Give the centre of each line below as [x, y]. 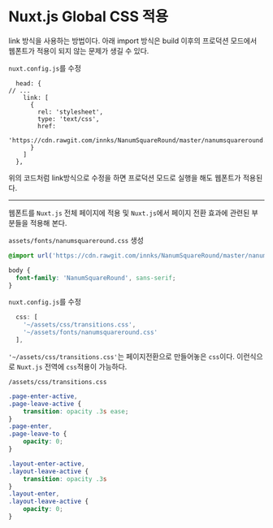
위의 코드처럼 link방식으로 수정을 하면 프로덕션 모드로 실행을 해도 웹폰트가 [125, 177]
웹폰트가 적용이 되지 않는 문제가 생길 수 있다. [79, 50]
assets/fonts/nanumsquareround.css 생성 [76, 240]
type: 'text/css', [69, 119]
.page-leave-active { [45, 404]
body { [19, 270]
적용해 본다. [48, 223]
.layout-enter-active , [47, 464]
